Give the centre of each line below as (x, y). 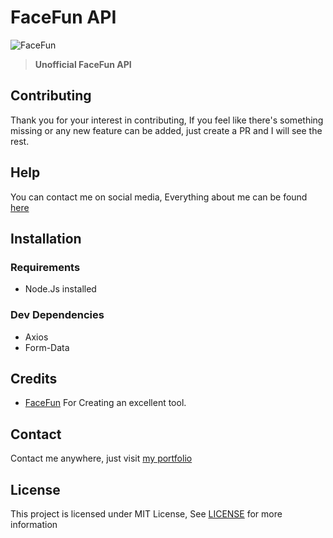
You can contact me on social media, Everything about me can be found (159, 197)
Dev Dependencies (57, 315)
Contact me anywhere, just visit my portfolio (101, 458)
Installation (46, 238)
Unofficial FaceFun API (83, 64)
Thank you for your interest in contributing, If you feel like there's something (167, 120)
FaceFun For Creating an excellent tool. (105, 403)
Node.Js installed (60, 289)
